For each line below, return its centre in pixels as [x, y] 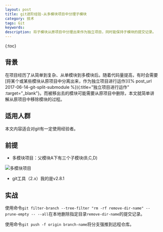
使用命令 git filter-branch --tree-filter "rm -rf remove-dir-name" [74, 208]
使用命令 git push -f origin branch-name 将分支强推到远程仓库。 [70, 224]
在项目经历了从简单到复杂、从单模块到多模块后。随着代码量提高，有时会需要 [81, 75]
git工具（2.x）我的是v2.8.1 [38, 179]
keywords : [15, 28]
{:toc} [11, 46]
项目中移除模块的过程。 [41, 99]
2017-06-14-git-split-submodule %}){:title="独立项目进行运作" [67, 87]
